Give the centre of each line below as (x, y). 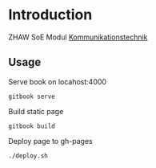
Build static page (36, 111)
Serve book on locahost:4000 (57, 81)
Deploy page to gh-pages (51, 141)
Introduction (50, 15)
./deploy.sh (28, 156)
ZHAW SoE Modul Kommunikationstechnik (78, 37)
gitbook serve (32, 96)
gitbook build (32, 126)
